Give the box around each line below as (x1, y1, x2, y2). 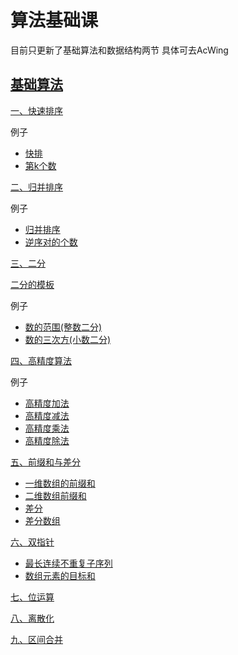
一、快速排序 (10, 104, 63, 116)
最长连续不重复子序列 (24, 557, 113, 569)
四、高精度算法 (10, 354, 72, 366)
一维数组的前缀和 (24, 477, 96, 489)
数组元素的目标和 (24, 569, 96, 581)
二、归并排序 (10, 181, 63, 193)
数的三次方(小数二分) (24, 333, 112, 345)
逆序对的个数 (24, 236, 78, 248)
